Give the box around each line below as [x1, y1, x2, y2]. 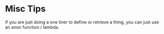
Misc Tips [5, 3, 46, 14]
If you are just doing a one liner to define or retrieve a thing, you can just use [5, 19, 159, 25]
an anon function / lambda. [5, 24, 60, 30]
